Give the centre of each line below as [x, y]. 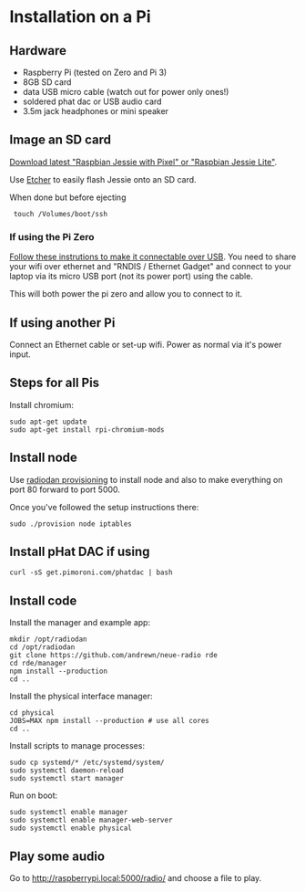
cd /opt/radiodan [42, 647]
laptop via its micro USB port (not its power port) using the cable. [131, 277]
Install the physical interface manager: [81, 697]
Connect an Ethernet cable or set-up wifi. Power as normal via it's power [146, 344]
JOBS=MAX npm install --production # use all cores [109, 721]
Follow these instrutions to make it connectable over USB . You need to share [153, 257]
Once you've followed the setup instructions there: [104, 507]
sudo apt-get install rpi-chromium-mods [87, 430]
